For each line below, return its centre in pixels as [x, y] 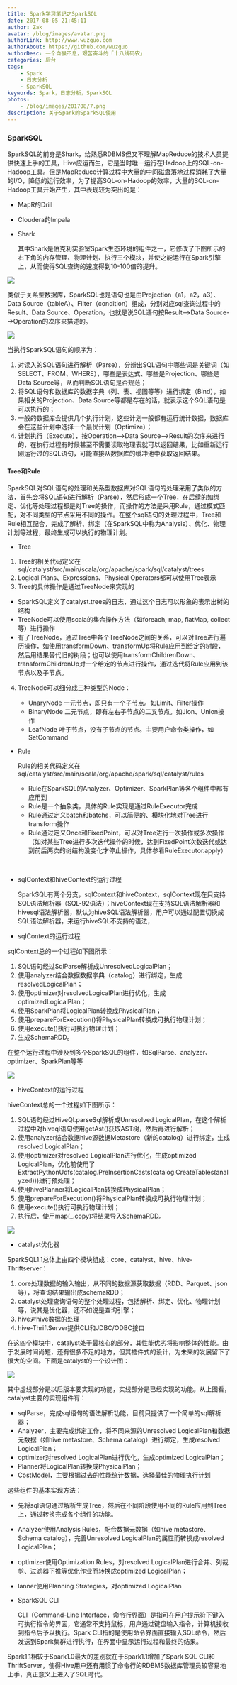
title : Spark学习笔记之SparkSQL [52, 14]
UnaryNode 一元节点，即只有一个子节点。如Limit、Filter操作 [116, 703]
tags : [15, 67]
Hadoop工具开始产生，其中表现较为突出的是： [75, 190]
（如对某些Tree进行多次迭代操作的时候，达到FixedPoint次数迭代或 [125, 842]
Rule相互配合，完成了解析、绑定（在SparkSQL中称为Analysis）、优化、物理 [117, 524]
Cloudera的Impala [44, 220]
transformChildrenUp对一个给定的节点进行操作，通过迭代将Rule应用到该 [123, 664]
